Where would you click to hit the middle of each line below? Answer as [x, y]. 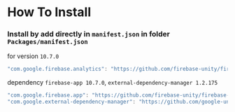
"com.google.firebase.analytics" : [58, 69]
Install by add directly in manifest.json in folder [88, 34]
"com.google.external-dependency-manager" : [72, 102]
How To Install [49, 12]
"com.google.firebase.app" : [48, 95]
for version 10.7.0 [33, 56]
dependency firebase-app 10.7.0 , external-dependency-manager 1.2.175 [113, 83]
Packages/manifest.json [48, 42]
